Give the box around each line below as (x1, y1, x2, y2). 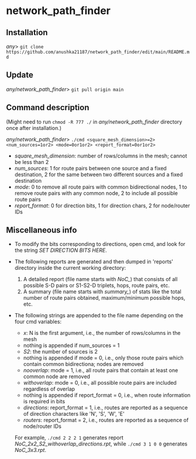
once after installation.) (6, 124, 62, 131)
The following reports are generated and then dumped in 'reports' (14, 258, 174, 265)
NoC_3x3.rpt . (14, 447, 47, 454)
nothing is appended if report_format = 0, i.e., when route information (23, 392, 191, 399)
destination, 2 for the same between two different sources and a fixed (14, 171, 183, 178)
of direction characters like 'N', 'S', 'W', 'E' (23, 410, 125, 417)
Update (6, 70, 34, 80)
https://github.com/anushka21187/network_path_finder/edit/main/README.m (6, 49, 190, 55)
